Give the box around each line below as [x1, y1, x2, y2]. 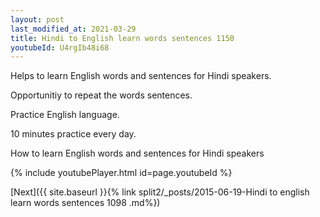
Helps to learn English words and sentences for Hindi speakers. [10, 70, 272, 82]
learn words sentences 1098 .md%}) [10, 197, 161, 209]
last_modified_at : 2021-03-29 [10, 24, 137, 34]
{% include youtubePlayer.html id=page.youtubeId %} [10, 167, 233, 179]
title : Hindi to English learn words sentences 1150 [10, 33, 235, 43]
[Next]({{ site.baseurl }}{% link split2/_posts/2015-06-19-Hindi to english [10, 186, 310, 198]
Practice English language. [10, 109, 120, 121]
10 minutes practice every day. [10, 128, 137, 140]
